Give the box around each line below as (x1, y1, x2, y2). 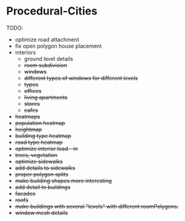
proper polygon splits (15, 170, 68, 178)
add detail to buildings (15, 183, 71, 191)
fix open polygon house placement (15, 42, 102, 50)
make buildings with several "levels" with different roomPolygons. (15, 202, 179, 210)
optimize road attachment (15, 36, 80, 43)
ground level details (24, 55, 74, 62)
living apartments (24, 94, 68, 101)
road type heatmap (15, 138, 63, 146)
